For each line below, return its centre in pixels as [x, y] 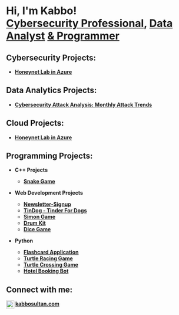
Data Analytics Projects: [52, 91]
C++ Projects [31, 170]
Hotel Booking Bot [46, 271]
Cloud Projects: [35, 123]
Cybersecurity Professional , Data [89, 23]
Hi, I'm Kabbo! [42, 11]
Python [24, 241]
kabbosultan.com [38, 304]
